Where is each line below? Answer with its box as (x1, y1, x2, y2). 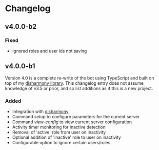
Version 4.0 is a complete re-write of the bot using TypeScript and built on (5, 75, 155, 81)
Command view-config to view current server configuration (12, 119, 132, 125)
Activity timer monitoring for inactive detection (12, 124, 106, 130)
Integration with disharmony (12, 108, 69, 114)
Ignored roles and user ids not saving (12, 48, 87, 54)
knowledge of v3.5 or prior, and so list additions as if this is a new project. (5, 85, 153, 91)
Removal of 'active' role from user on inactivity (12, 129, 106, 135)
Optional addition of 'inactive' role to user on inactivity (12, 134, 121, 140)
